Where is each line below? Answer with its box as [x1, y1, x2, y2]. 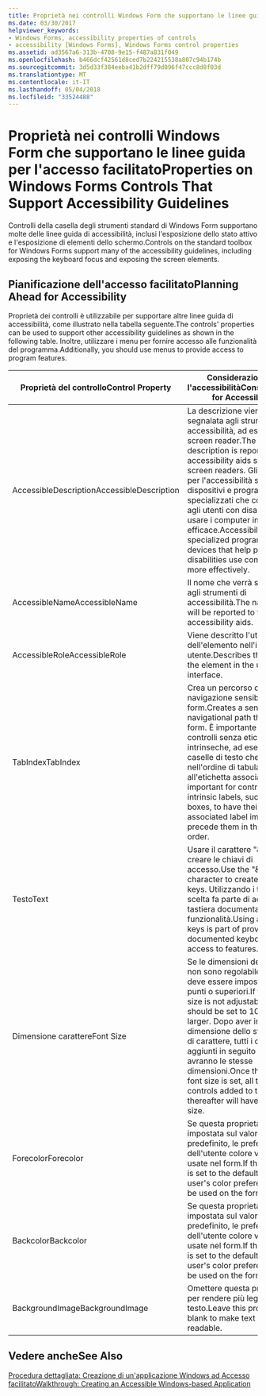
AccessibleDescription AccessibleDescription [12, 485, 180, 496]
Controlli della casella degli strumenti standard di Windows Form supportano [8, 221, 258, 230]
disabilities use [187, 554, 243, 565]
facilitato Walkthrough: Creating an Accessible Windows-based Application [8, 1379, 251, 1388]
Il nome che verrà [187, 577, 253, 588]
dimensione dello [187, 1026, 251, 1036]
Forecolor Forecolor [12, 1153, 84, 1163]
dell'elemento [187, 640, 238, 650]
